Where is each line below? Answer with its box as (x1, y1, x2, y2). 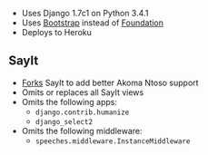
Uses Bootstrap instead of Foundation (21, 17, 164, 28)
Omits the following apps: (21, 96, 118, 107)
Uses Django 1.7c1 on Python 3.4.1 (21, 8, 149, 18)
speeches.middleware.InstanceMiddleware (35, 136, 191, 146)
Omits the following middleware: (21, 125, 143, 136)
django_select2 (35, 117, 93, 126)
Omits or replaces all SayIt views (21, 86, 144, 98)
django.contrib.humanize (35, 108, 130, 117)
